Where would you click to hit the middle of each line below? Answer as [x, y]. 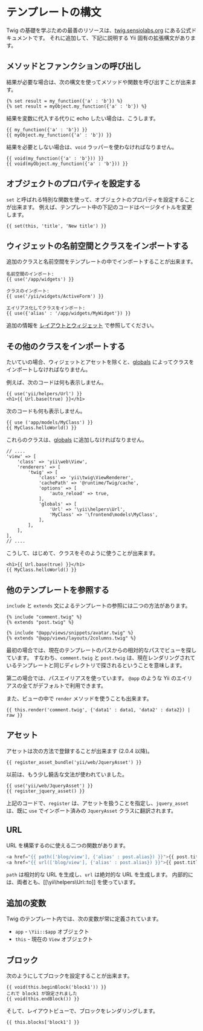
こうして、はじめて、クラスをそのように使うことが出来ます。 [82, 553]
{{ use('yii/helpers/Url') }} [44, 394]
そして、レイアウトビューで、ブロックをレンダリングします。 [82, 1011]
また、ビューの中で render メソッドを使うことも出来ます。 [79, 698]
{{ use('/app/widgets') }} [40, 280]
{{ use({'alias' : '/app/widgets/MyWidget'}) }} [69, 314]
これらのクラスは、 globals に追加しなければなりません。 [77, 440]
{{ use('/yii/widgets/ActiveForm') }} [55, 297]
